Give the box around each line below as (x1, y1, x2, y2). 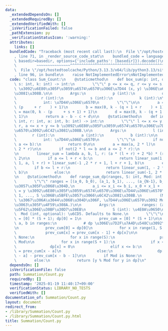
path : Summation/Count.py (9, 272, 64, 277)
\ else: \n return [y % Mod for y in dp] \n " (14, 258, 146, 263)
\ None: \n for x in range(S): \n (14, 235, 115, 240)
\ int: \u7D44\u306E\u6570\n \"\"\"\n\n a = (14, 100, 164, 105)
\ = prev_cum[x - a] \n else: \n (14, 249, 113, 254)
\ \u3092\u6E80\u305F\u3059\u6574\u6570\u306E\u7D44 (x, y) (14, 86, 142, 91)
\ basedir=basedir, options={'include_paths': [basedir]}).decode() (14, 58, 160, 63)
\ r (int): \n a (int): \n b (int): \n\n (14, 133, 157, 138)
